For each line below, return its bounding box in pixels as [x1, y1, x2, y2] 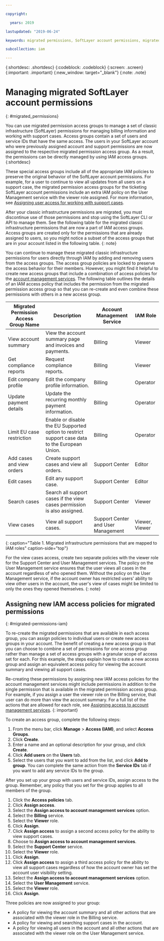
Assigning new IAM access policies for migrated [5, 600, 155, 609]
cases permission [45, 502, 86, 508]
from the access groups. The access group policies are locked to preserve [5, 260, 155, 266]
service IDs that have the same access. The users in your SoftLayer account [5, 138, 159, 144]
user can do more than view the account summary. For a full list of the [5, 697, 146, 702]
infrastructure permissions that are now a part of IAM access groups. [5, 225, 144, 231]
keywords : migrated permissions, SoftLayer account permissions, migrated [5, 38, 161, 43]
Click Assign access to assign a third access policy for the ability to [12, 859, 149, 865]
